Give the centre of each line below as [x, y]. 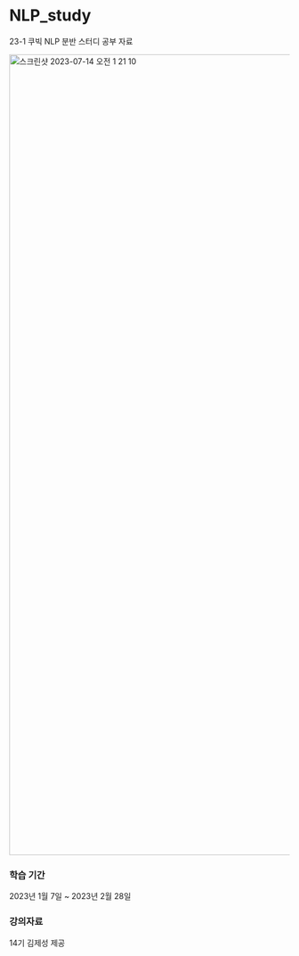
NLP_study [50, 16]
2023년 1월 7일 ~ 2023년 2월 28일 [70, 896]
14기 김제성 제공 [37, 943]
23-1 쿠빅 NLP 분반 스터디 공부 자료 [71, 41]
